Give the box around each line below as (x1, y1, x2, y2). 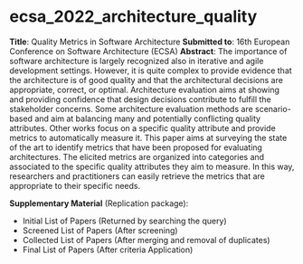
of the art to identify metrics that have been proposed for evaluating (9, 142, 262, 153)
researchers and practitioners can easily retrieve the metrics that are (9, 170, 265, 182)
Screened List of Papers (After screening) (22, 224, 178, 236)
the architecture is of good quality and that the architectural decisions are (9, 74, 283, 85)
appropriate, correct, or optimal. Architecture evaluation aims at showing (9, 84, 280, 95)
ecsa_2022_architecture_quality (9, 6, 258, 27)
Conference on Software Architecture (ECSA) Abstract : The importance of (9, 45, 288, 56)
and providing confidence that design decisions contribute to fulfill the (9, 93, 271, 105)
